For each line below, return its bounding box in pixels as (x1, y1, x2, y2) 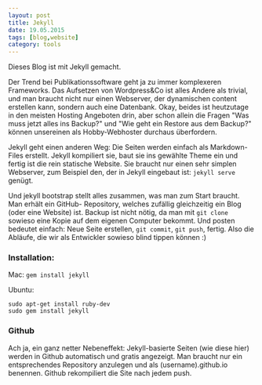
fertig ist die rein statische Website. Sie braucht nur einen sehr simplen (8, 159, 237, 169)
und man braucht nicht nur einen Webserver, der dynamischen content (8, 94, 237, 104)
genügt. (8, 176, 34, 185)
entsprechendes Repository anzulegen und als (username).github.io (8, 360, 228, 369)
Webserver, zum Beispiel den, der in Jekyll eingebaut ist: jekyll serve (8, 168, 235, 177)
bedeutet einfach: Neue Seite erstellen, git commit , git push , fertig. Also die (8, 224, 255, 234)
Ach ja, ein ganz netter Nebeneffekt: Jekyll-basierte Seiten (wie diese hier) (8, 343, 249, 353)
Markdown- (210, 143, 249, 152)
